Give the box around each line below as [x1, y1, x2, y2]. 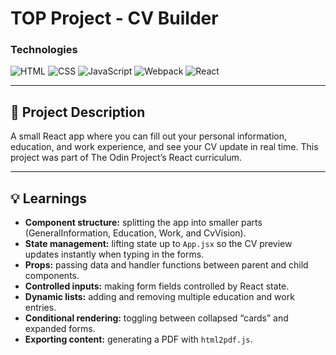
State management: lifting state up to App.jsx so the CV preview [24, 238, 293, 250]
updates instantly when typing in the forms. [24, 248, 205, 261]
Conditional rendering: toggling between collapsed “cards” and [24, 312, 289, 324]
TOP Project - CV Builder [10, 7, 219, 30]
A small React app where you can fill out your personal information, [10, 130, 288, 142]
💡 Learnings [10, 190, 88, 207]
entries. [24, 302, 57, 314]
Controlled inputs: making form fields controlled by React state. [24, 280, 290, 292]
